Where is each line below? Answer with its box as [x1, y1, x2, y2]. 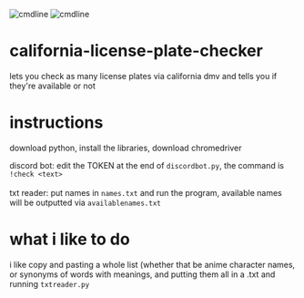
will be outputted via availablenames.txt [9, 197, 161, 208]
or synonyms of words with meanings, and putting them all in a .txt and [9, 269, 276, 280]
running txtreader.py [9, 278, 90, 289]
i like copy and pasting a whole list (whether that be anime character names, [9, 259, 296, 270]
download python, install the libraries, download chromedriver [9, 142, 242, 153]
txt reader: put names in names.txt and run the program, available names [9, 187, 282, 198]
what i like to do [9, 229, 130, 250]
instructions [9, 112, 104, 133]
